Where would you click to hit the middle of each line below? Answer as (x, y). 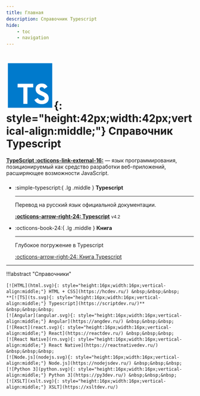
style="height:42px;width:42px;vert (99, 119)
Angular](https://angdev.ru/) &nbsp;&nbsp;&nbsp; (111, 322)
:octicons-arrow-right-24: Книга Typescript (68, 257)
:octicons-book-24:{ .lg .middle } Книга (63, 228)
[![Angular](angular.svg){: (41, 316)
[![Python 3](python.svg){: (41, 369)
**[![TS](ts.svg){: (30, 298)
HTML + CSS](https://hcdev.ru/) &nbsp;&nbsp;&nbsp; (114, 292)
